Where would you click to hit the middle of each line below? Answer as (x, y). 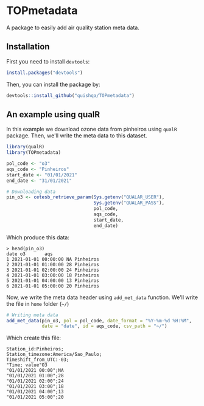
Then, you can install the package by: (53, 84)
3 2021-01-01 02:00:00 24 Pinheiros (53, 270)
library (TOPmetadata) (34, 153)
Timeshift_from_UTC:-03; (38, 360)
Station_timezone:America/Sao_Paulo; (54, 355)
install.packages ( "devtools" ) (45, 73)
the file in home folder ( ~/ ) (38, 303)
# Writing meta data (33, 315)
